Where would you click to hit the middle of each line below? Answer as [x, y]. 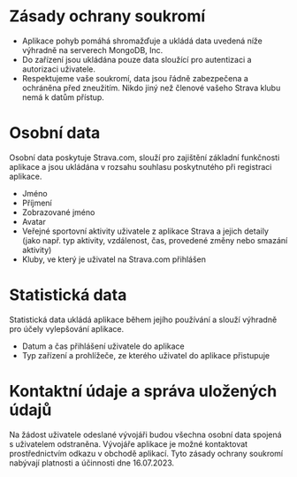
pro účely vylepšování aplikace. [67, 328]
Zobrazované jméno [58, 212]
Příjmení [37, 203]
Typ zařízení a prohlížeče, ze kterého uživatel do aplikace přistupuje [146, 355]
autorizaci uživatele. [58, 69]
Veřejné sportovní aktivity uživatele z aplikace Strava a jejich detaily [145, 231]
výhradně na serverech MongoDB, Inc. [92, 50]
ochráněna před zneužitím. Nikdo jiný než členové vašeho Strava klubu [151, 88]
